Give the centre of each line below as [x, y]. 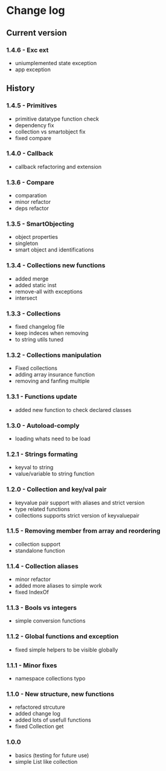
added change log [37, 714]
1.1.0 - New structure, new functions [60, 694]
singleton [27, 243]
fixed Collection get [39, 726]
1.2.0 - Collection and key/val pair [56, 489]
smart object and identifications [54, 250]
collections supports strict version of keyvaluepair [77, 515]
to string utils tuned [39, 340]
